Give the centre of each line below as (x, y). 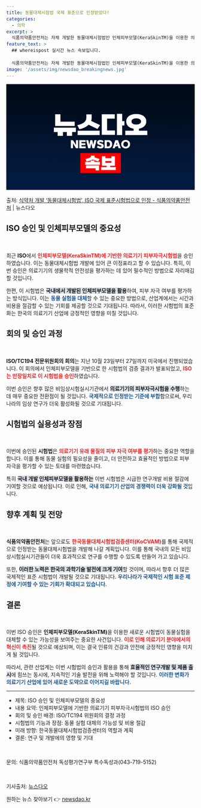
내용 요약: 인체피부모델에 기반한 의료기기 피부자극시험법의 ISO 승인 (93, 708)
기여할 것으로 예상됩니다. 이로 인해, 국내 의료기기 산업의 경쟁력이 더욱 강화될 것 (97, 486)
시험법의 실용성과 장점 (44, 424)
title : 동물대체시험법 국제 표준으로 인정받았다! (58, 13)
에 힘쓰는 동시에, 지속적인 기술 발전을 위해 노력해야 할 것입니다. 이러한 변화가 (100, 675)
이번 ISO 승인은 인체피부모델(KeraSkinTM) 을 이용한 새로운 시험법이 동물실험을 (98, 632)
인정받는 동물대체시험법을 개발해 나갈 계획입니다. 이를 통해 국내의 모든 (99, 549)
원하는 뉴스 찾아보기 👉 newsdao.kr (48, 799)
